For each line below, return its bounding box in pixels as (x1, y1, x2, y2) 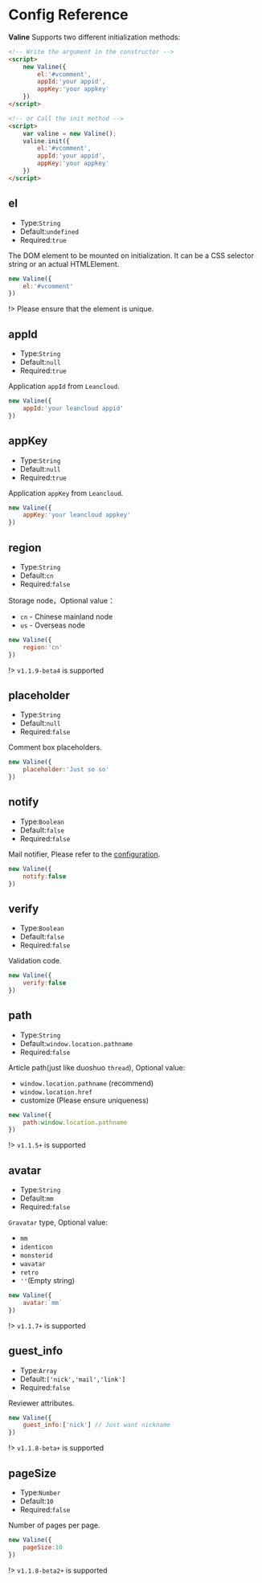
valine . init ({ (23, 137, 70, 145)
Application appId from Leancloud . (8, 382, 121, 391)
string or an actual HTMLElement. (8, 259, 120, 268)
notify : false (23, 872, 67, 881)
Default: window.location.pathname (19, 1038, 133, 1048)
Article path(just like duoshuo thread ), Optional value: (8, 1062, 186, 1072)
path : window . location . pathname (23, 1119, 128, 1127)
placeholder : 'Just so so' (23, 766, 110, 774)
